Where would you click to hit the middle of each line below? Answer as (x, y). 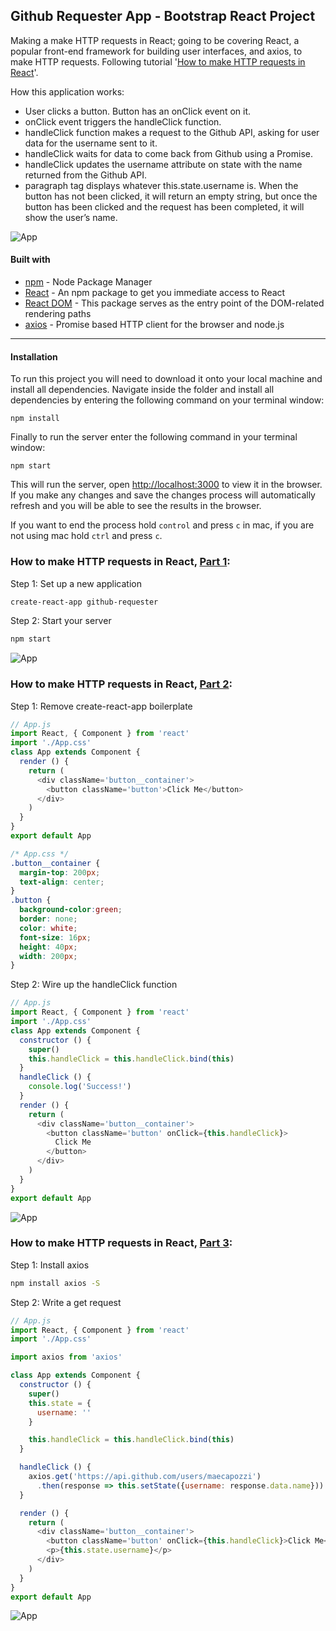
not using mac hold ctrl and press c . (86, 536)
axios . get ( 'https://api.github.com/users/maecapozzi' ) (145, 1477)
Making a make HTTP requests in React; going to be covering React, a (155, 40)
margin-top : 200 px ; (60, 872)
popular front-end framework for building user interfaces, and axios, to (156, 51)
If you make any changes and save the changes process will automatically (163, 495)
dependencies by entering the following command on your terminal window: (167, 400)
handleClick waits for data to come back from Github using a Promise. (168, 153)
